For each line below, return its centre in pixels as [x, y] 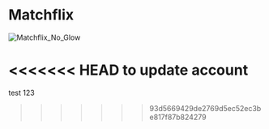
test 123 [21, 92]
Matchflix [41, 15]
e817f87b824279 [178, 117]
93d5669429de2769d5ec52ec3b [205, 108]
